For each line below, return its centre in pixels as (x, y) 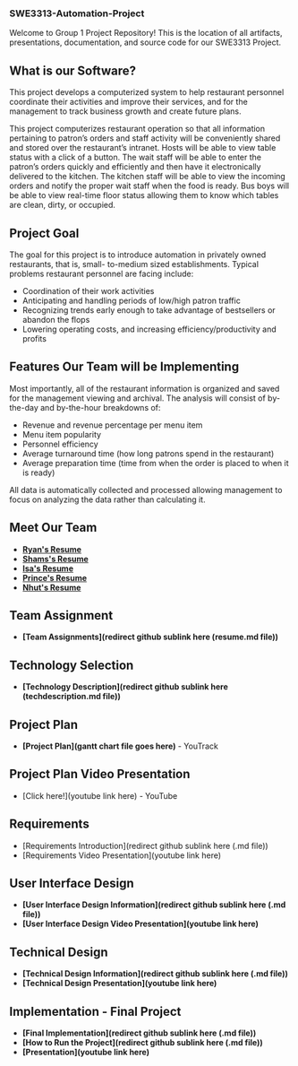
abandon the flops (56, 319)
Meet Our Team (53, 528)
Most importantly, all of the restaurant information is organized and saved (145, 388)
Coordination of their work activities (88, 290)
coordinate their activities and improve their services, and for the (128, 102)
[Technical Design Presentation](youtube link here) (119, 984)
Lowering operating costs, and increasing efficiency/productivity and (149, 329)
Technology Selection (72, 665)
